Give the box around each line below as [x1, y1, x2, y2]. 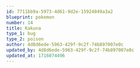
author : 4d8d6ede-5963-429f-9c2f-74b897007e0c [6, 42, 124, 48]
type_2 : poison [6, 36, 44, 42]
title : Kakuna [6, 25, 42, 31]
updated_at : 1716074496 [6, 53, 66, 59]
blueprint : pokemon [6, 14, 55, 20]
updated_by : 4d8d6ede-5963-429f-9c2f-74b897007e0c [6, 47, 135, 53]
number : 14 [6, 20, 33, 25]
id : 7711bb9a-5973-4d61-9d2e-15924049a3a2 [6, 8, 113, 15]
